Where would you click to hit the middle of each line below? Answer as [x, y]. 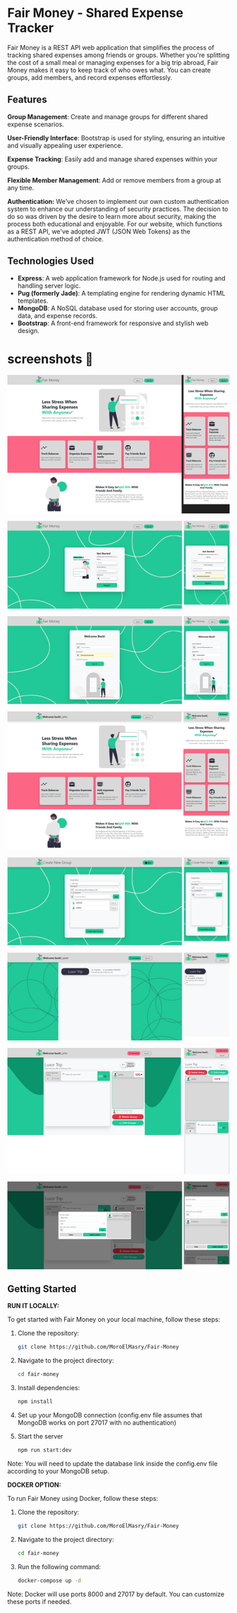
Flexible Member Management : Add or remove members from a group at [114, 180]
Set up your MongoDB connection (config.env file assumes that [110, 1415]
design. [29, 330]
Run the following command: [59, 1566]
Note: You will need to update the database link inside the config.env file [113, 1463]
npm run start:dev [44, 1450]
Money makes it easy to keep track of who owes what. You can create [109, 70]
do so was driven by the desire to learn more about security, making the [112, 216]
